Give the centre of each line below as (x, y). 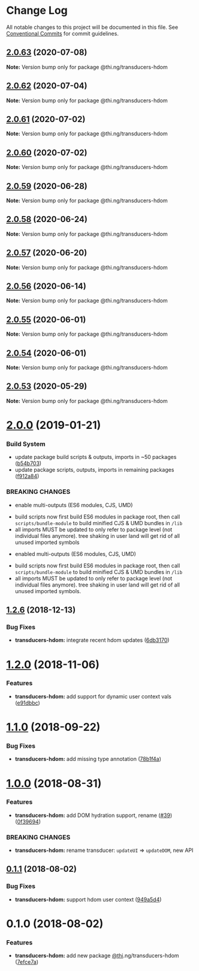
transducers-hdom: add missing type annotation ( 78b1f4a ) (88, 759)
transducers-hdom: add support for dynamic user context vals (93, 696)
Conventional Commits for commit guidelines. (62, 33)
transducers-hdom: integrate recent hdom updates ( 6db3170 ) (92, 640)
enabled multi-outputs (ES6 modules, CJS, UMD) (76, 553)
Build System (26, 444)
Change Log (37, 11)
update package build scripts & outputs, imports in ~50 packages (96, 457)
